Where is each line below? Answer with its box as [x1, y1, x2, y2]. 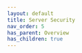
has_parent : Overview [7, 29, 70, 36]
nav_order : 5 [7, 23, 45, 30]
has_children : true [7, 36, 63, 43]
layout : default [7, 10, 54, 17]
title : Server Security [7, 17, 76, 23]
